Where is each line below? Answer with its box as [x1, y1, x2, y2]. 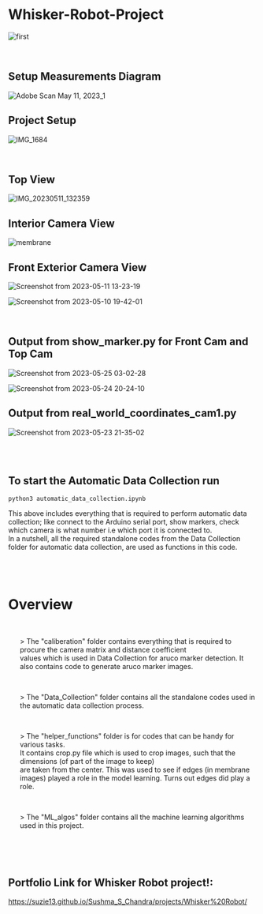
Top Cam [8, 348, 54, 361]
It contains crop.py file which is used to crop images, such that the [19, 748, 236, 758]
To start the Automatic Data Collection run [8, 474, 220, 487]
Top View [8, 172, 55, 186]
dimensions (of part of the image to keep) [19, 757, 155, 766]
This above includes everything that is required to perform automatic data [8, 509, 247, 518]
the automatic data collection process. [19, 701, 144, 710]
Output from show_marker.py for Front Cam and [8, 335, 249, 348]
